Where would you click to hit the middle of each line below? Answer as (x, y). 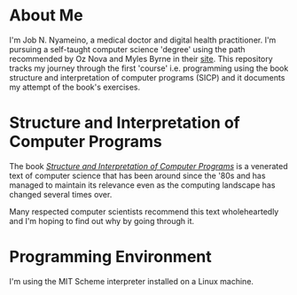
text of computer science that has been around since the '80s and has (137, 175)
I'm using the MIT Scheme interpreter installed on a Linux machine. (132, 281)
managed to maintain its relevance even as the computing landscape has (142, 185)
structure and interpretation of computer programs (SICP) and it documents (147, 77)
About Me (46, 16)
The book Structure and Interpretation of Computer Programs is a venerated (148, 166)
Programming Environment (111, 257)
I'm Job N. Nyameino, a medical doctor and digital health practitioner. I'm (143, 40)
